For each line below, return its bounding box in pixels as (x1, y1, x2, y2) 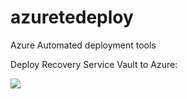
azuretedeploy (10, 6, 134, 29)
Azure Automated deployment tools (10, 39, 157, 51)
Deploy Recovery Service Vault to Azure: (10, 58, 178, 70)
